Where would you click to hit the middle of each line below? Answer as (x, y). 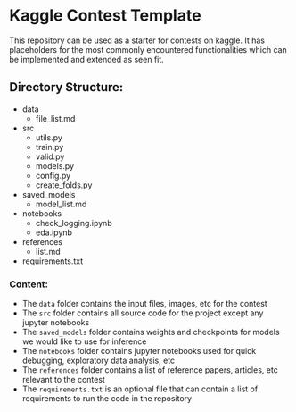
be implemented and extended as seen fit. (87, 59)
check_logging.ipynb (74, 223)
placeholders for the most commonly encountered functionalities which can (148, 49)
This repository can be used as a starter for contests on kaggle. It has (137, 40)
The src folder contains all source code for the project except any (143, 313)
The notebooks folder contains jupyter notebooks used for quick (139, 351)
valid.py (50, 156)
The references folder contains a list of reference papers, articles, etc (150, 370)
